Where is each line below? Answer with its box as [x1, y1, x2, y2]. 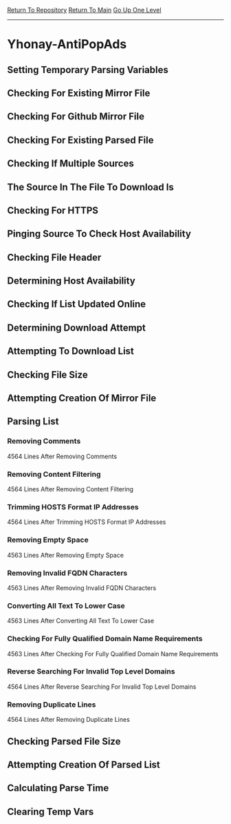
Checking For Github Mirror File [7, 110, 144, 123]
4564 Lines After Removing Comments [7, 452, 118, 460]
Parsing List [7, 415, 59, 427]
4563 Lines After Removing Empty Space [7, 551, 124, 559]
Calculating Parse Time [7, 783, 109, 794]
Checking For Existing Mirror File [7, 87, 151, 99]
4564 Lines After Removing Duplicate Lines [7, 716, 131, 724]
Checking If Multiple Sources [7, 158, 134, 170]
